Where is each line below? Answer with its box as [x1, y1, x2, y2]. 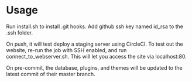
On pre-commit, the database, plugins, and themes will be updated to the [6, 64, 183, 71]
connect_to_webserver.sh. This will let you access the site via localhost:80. [6, 53, 187, 60]
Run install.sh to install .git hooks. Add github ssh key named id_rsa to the [6, 23, 183, 30]
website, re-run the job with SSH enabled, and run [6, 46, 127, 53]
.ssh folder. [6, 29, 33, 36]
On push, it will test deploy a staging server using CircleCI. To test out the [6, 40, 183, 47]
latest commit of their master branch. [6, 70, 95, 77]
